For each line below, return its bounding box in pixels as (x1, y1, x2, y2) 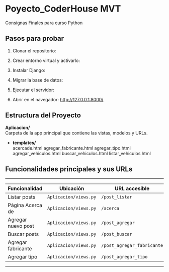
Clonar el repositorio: (12, 47, 56, 53)
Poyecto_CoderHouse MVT (5, 3, 121, 15)
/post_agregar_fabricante (101, 243, 163, 248)
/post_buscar (101, 231, 132, 237)
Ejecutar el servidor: (12, 87, 54, 93)
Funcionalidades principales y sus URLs (5, 165, 133, 173)
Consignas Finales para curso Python (5, 20, 83, 26)
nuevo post (8, 223, 34, 230)
